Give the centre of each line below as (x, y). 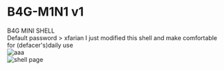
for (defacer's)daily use (40, 45)
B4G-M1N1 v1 (46, 12)
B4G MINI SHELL (31, 31)
